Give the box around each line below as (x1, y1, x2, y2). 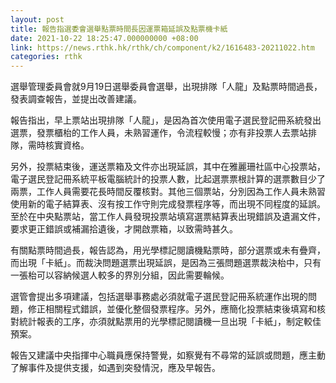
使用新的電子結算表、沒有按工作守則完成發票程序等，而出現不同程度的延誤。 (10, 198, 326, 210)
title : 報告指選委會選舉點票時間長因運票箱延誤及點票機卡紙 (10, 24, 228, 34)
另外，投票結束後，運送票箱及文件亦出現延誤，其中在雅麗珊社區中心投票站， (10, 161, 326, 173)
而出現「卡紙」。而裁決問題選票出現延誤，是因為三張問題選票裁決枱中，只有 (10, 257, 322, 269)
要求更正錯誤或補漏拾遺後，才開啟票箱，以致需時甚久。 (10, 223, 238, 235)
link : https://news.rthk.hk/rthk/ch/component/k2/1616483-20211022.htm (10, 42, 315, 53)
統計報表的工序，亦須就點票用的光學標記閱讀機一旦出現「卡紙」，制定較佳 (18, 316, 322, 328)
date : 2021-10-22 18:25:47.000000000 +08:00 (10, 33, 199, 43)
